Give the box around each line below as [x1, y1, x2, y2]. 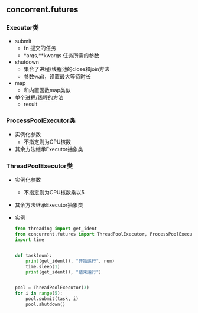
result [23, 100, 38, 107]
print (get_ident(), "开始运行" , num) [25, 258, 115, 264]
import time [14, 237, 44, 243]
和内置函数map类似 [23, 86, 71, 93]
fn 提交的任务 [23, 44, 56, 51]
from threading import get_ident [14, 226, 98, 232]
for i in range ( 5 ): [14, 291, 63, 296]
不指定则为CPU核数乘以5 [23, 189, 85, 196]
